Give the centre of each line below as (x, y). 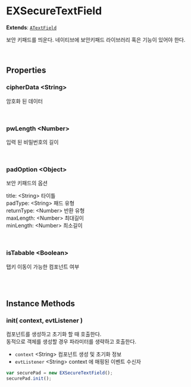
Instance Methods (41, 303)
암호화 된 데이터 (25, 101)
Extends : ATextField (32, 27)
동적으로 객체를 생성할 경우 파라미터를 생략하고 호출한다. (71, 342)
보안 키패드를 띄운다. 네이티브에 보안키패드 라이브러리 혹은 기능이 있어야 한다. (96, 39)
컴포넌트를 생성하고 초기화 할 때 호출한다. (54, 334)
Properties (26, 71)
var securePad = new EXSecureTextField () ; (60, 373)
